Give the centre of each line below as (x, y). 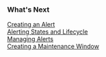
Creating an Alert (31, 25)
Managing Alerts (30, 39)
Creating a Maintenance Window (53, 47)
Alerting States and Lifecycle (48, 32)
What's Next (28, 10)
